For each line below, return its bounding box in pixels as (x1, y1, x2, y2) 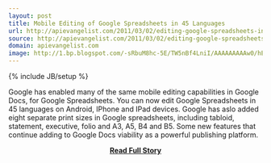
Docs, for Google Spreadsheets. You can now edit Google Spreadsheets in (8, 96, 256, 105)
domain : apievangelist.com (8, 42, 99, 50)
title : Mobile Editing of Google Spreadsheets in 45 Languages (8, 19, 226, 27)
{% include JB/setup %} (8, 72, 89, 81)
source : (8, 34, 35, 43)
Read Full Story (109, 146, 162, 155)
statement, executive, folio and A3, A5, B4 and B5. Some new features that (8, 122, 256, 131)
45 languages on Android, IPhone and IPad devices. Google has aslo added (8, 104, 260, 114)
